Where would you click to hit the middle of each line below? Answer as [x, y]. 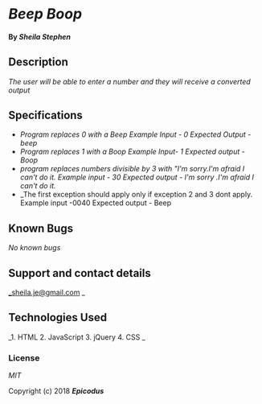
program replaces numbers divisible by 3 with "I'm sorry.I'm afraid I [132, 169]
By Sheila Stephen [39, 36]
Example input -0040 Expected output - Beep [95, 203]
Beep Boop [45, 14]
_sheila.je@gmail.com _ [47, 293]
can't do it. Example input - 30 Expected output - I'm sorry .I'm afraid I [137, 177]
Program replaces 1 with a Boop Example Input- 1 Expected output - [132, 152]
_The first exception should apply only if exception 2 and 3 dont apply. [136, 195]
